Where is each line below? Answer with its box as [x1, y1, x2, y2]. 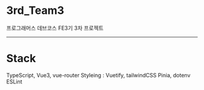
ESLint [6, 78, 22, 85]
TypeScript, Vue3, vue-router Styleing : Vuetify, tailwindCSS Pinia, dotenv [6, 71, 191, 79]
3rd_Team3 [6, 4, 65, 18]
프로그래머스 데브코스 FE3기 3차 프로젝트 [6, 24, 104, 31]
